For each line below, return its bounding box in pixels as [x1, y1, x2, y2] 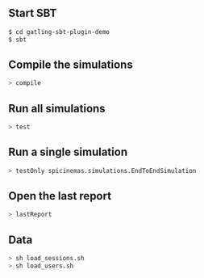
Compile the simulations [8, 57, 133, 71]
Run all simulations [8, 101, 106, 116]
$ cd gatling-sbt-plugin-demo [8, 27, 110, 36]
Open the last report [8, 189, 111, 203]
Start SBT [8, 6, 57, 20]
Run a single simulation [8, 145, 127, 159]
